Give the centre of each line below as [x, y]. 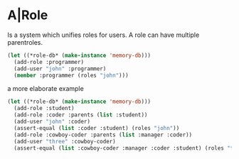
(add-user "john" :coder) [52, 122]
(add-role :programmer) [49, 62]
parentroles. [25, 42]
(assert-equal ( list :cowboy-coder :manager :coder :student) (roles [119, 148]
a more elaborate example [46, 89]
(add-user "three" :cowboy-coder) [65, 141]
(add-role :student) [44, 109]
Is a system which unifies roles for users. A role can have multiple [103, 35]
